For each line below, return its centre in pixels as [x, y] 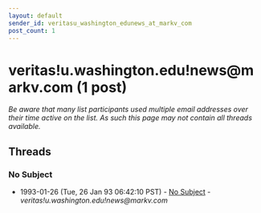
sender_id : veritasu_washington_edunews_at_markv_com [100, 23]
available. [25, 127]
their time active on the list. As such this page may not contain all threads [130, 118]
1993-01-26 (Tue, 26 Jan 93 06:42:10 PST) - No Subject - [115, 192]
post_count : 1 [32, 30]
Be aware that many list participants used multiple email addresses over [128, 110]
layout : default [35, 16]
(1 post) [102, 87]
